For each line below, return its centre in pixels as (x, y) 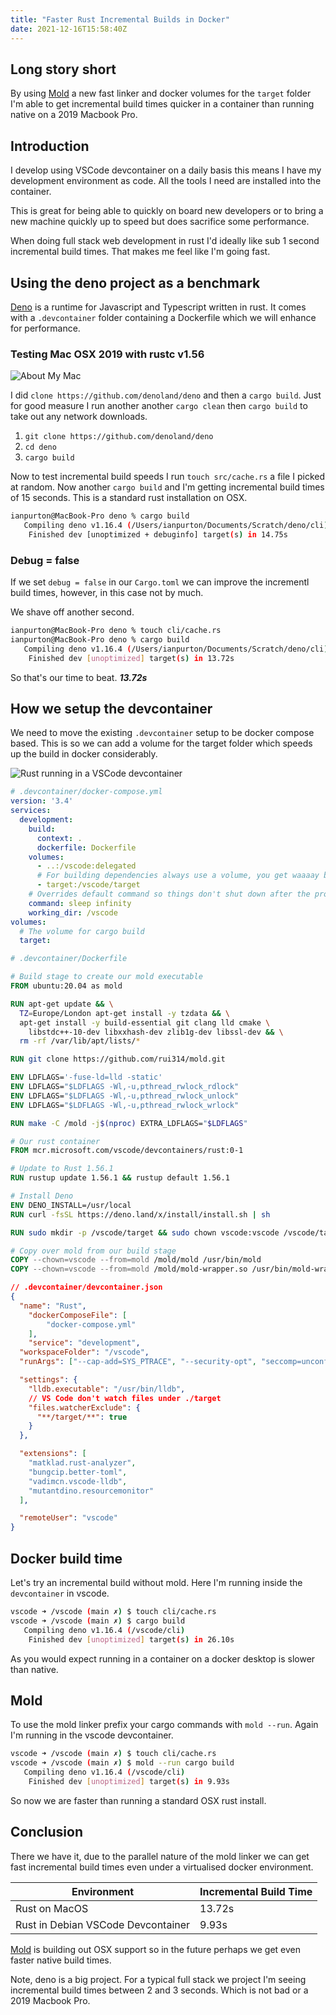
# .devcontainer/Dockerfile (69, 959)
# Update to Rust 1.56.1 (62, 1169)
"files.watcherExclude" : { (84, 1407)
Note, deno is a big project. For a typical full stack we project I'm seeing (158, 1979)
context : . (59, 838)
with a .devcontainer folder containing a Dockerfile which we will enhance (163, 317)
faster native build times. (61, 1960)
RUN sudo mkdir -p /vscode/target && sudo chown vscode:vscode (145, 1232)
